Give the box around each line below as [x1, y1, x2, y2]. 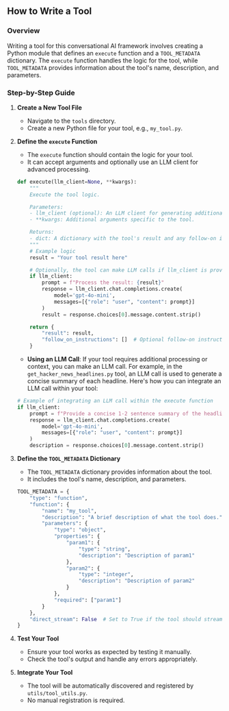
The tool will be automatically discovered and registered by [27, 682, 194, 690]
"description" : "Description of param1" [78, 552, 196, 559]
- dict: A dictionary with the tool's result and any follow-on [29, 235, 217, 242]
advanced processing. [27, 165, 90, 173]
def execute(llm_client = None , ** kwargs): [16, 178, 137, 185]
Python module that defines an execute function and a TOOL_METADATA [7, 49, 200, 57]
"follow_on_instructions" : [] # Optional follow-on [42, 336, 196, 344]
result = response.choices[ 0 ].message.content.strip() [42, 311, 202, 318]
